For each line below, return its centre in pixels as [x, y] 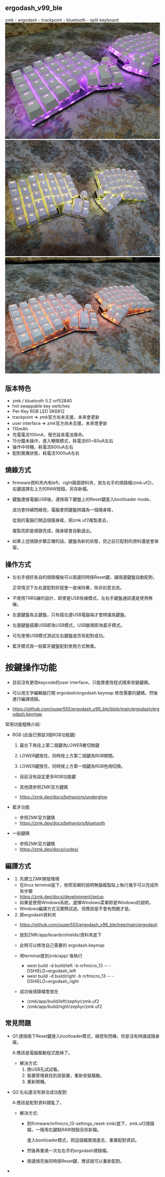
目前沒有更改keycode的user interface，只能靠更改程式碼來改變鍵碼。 [82, 683]
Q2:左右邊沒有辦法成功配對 [40, 1092]
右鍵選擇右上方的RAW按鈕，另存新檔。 [52, 489]
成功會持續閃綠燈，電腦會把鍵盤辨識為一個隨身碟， [64, 510]
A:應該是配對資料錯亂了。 [38, 1102]
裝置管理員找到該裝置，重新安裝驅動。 [66, 1075]
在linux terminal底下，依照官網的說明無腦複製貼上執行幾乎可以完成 [87, 885]
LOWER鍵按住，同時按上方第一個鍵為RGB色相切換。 [72, 766]
